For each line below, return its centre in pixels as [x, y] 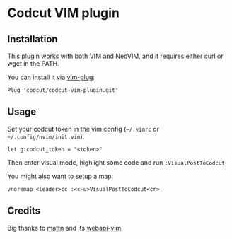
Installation [33, 39]
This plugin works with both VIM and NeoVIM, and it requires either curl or [116, 56]
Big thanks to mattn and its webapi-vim [64, 228]
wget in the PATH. [33, 64]
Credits [24, 211]
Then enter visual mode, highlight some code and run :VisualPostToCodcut [116, 162]
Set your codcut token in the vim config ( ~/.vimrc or [83, 129]
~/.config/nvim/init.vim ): [46, 136]
